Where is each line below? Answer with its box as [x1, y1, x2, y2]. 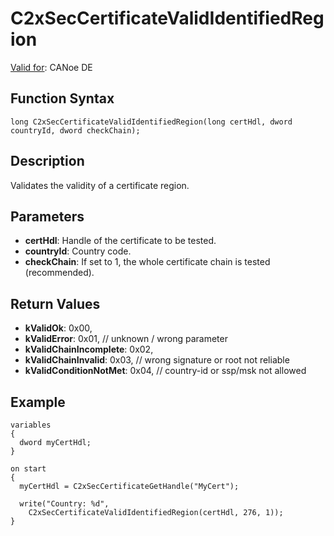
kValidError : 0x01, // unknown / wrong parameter [24, 333, 228, 345]
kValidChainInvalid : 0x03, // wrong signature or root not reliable [24, 354, 290, 366]
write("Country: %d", [19, 499, 110, 509]
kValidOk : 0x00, [24, 322, 93, 334]
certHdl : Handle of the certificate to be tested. [24, 235, 217, 247]
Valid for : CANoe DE [10, 61, 93, 73]
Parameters [10, 208, 85, 225]
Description [10, 153, 85, 170]
